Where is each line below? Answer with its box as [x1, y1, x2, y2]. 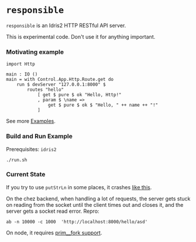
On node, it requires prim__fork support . [6, 229, 102, 236]
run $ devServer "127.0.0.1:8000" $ [16, 81, 106, 88]
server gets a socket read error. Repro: [6, 207, 99, 214]
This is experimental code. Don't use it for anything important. [6, 33, 156, 40]
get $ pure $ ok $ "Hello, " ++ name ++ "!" [47, 102, 159, 108]
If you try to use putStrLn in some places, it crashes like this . [6, 183, 152, 190]
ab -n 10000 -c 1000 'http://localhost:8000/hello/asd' [6, 219, 148, 224]
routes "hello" [27, 87, 64, 93]
